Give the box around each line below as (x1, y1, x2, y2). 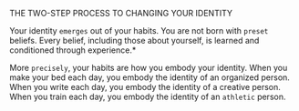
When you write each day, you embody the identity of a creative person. (9, 82, 281, 92)
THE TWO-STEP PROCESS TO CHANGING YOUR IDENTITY (9, 8, 232, 18)
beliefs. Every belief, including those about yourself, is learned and (9, 35, 260, 45)
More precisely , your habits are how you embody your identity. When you (9, 63, 288, 73)
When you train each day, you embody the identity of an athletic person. (9, 91, 286, 102)
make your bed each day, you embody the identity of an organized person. (9, 72, 290, 83)
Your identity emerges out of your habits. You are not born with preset (9, 25, 269, 35)
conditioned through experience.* (9, 45, 137, 55)
